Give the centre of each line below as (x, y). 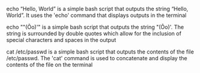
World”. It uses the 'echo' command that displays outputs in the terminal (96, 15)
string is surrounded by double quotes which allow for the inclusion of (94, 33)
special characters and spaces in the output (61, 40)
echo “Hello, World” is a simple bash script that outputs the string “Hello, (97, 9)
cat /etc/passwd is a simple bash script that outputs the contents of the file (100, 52)
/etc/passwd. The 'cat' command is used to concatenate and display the (97, 58)
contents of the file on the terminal (50, 64)
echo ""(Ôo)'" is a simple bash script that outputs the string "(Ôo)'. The (95, 27)
